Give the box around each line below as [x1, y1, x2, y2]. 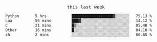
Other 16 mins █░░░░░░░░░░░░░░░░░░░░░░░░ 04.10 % [5, 27, 152, 32]
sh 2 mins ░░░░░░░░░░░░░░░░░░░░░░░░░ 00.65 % [5, 32, 152, 37]
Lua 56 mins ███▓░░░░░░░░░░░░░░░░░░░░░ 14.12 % [5, 18, 152, 23]
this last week [66, 4, 105, 9]
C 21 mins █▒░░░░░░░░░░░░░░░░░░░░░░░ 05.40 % [5, 22, 152, 28]
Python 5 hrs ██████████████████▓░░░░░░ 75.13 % [5, 13, 152, 18]
